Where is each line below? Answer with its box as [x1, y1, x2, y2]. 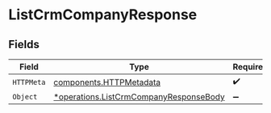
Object [12, 92, 38, 101]
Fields [8, 38, 40, 51]
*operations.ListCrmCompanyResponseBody [53, 91, 225, 102]
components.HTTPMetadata [53, 76, 161, 87]
